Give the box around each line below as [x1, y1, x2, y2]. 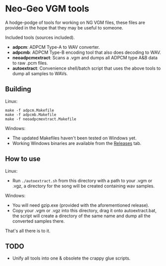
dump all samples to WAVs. [12, 70, 68, 76]
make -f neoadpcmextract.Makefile [5, 117, 77, 122]
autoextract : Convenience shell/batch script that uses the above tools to [12, 65, 161, 71]
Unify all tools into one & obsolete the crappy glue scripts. [12, 255, 131, 262]
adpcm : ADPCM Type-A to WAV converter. [12, 44, 100, 50]
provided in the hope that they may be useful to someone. [5, 24, 123, 30]
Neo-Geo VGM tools [5, 3, 89, 14]
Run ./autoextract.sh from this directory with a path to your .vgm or [12, 177, 153, 183]
